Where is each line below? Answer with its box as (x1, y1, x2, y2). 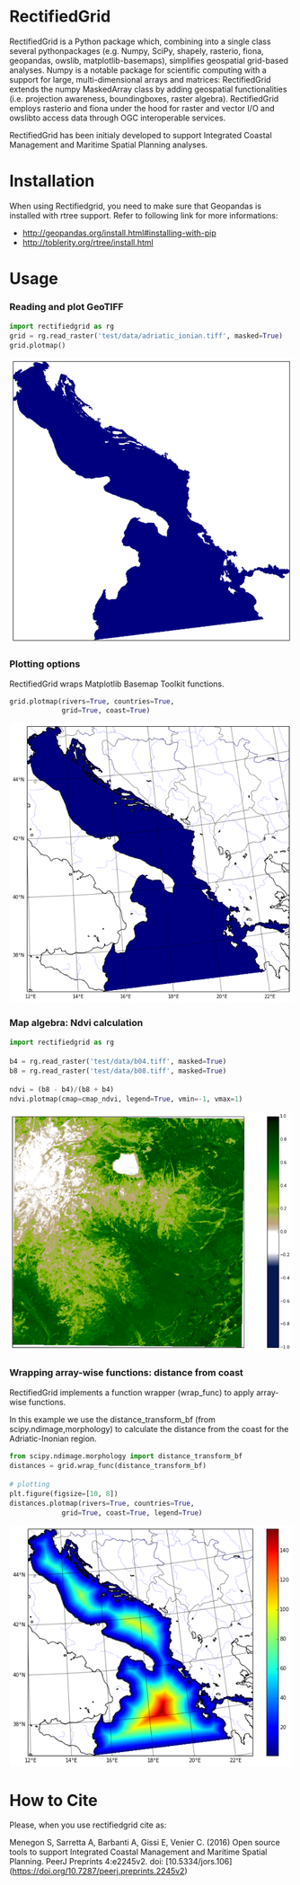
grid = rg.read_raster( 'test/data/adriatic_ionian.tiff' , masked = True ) (9, 332, 283, 341)
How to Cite (9, 1790, 98, 1810)
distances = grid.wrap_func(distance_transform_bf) (9, 1461, 207, 1470)
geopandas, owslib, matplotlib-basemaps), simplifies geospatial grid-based (9, 55, 289, 66)
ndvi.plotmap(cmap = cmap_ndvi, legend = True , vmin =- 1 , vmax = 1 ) (9, 1094, 243, 1104)
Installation (9, 171, 95, 191)
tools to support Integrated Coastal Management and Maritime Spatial (9, 1846, 268, 1857)
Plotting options (9, 658, 81, 670)
